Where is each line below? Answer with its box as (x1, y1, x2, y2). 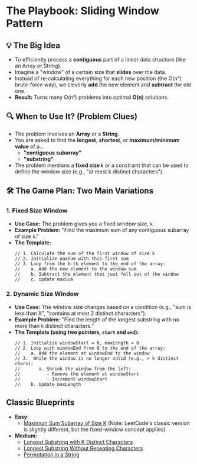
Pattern (6, 17, 43, 30)
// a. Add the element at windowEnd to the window (14, 350, 150, 356)
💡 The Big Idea (6, 40, 61, 50)
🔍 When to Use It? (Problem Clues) (6, 111, 137, 122)
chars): (14, 360, 34, 366)
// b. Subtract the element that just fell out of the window (14, 271, 179, 277)
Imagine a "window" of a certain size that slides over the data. (14, 69, 167, 75)
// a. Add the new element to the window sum (14, 266, 137, 272)
